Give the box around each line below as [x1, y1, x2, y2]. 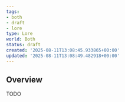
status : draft [6, 42, 41, 48]
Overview [6, 75, 43, 85]
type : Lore [6, 31, 33, 37]
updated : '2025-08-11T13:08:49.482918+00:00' [6, 53, 120, 59]
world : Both [6, 36, 35, 42]
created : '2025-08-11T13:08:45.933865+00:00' [6, 47, 120, 53]
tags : [6, 8, 19, 15]
